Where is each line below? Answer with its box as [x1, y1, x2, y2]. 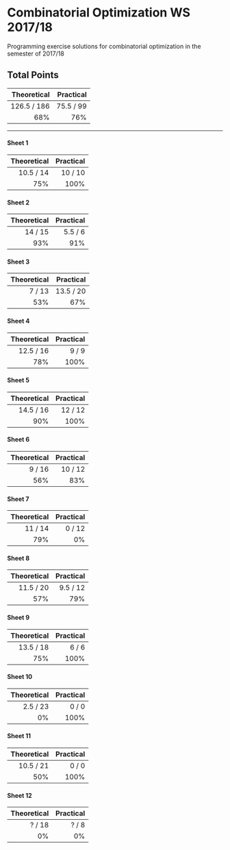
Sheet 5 [7, 376, 29, 384]
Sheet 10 [7, 673, 33, 681]
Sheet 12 [7, 791, 32, 799]
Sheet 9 [7, 613, 30, 621]
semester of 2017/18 [7, 49, 65, 58]
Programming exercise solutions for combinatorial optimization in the [7, 42, 201, 50]
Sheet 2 [7, 198, 29, 207]
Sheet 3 [7, 257, 30, 266]
